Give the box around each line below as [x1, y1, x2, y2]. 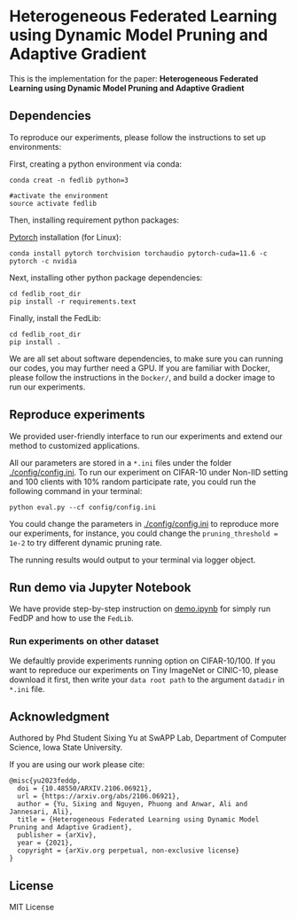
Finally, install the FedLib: [9, 312, 102, 323]
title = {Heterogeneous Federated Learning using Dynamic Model [17, 815, 260, 824]
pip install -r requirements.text [9, 297, 137, 306]
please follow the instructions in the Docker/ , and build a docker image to [9, 372, 276, 382]
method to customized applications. [9, 440, 140, 451]
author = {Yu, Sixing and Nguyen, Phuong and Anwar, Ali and [17, 800, 248, 809]
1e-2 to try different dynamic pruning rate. [9, 537, 162, 547]
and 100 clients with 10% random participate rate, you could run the [9, 476, 257, 487]
